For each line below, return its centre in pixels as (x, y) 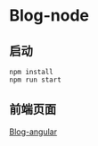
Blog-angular (33, 132)
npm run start (36, 80)
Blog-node (49, 16)
